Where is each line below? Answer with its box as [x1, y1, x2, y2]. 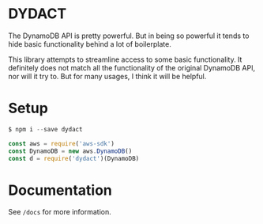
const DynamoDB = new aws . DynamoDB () [8, 147, 133, 155]
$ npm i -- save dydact [8, 125, 83, 133]
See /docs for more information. [8, 207, 112, 217]
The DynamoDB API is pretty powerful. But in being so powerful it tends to [8, 31, 250, 40]
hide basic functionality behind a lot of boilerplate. [8, 39, 171, 48]
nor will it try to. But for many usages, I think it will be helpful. [8, 71, 207, 81]
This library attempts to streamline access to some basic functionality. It [8, 55, 242, 64]
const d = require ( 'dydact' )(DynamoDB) [8, 154, 140, 162]
